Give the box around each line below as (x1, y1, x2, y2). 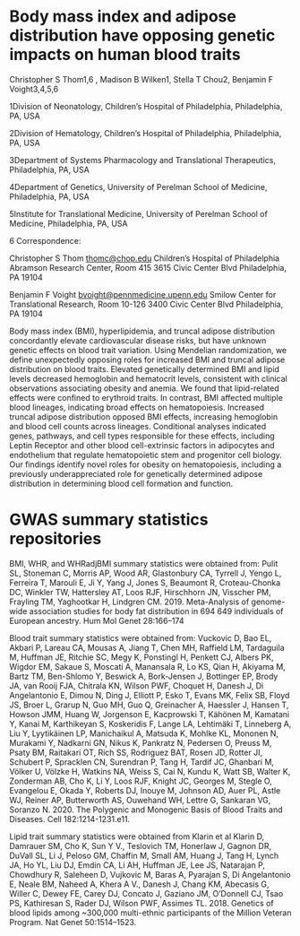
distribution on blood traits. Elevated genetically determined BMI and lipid (9, 363, 280, 374)
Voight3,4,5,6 (9, 83, 59, 94)
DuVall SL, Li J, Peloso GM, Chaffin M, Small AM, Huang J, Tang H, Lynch (9, 850, 279, 861)
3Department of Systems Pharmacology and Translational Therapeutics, (9, 154, 276, 165)
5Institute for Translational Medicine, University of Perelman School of (9, 208, 269, 219)
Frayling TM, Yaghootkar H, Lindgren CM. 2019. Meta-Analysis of (9, 596, 250, 607)
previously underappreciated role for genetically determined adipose (9, 468, 263, 479)
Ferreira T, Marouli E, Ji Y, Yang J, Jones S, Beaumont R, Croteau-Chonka (9, 576, 281, 588)
